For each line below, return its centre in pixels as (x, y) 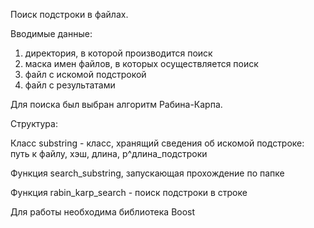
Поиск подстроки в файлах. (69, 14)
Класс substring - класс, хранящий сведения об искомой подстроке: (157, 143)
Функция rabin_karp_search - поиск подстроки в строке (129, 192)
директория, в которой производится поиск (118, 53)
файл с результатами (70, 85)
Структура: (34, 123)
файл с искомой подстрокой (85, 74)
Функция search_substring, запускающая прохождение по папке (147, 173)
